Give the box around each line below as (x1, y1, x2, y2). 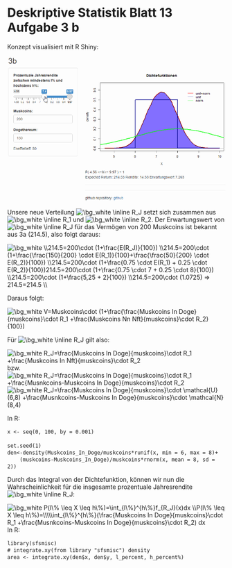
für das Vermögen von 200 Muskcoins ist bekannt (74, 222, 217, 231)
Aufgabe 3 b (7, 19, 80, 35)
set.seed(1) (7, 442, 42, 449)
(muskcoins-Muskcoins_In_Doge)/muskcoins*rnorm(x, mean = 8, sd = (19, 456, 215, 463)
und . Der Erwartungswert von (72, 215, 225, 224)
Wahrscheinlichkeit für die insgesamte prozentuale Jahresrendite (7, 483, 193, 491)
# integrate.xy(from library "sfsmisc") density (7, 546, 150, 553)
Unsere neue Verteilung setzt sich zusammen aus (7, 208, 216, 216)
